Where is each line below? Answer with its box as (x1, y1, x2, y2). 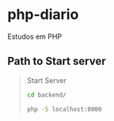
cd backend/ (26, 91, 66, 99)
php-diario (7, 6, 79, 24)
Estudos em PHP (7, 32, 63, 41)
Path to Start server (7, 55, 106, 68)
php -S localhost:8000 (26, 105, 102, 113)
